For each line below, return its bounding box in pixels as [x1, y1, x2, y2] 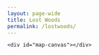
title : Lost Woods [7, 16, 61, 23]
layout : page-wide [7, 10, 61, 17]
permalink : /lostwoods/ [7, 23, 77, 30]
